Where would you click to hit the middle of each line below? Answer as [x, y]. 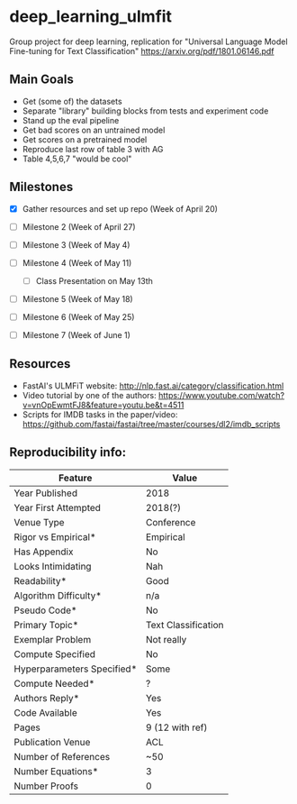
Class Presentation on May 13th [94, 280]
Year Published [46, 493]
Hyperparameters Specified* [76, 669]
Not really [166, 639]
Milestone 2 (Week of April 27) [79, 226]
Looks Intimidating [53, 566]
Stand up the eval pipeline [71, 120]
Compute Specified [55, 653]
